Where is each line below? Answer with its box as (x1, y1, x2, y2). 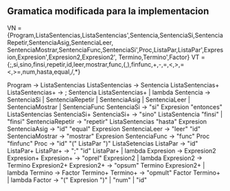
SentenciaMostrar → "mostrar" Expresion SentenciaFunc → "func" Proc (7, 132, 210, 140)
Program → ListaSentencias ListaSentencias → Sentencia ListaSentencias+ (7, 80, 220, 89)
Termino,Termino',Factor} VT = (118, 53, 206, 61)
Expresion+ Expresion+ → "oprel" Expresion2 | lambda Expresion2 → (7, 154, 203, 162)
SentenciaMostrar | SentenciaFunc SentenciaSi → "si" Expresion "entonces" (7, 102, 223, 111)
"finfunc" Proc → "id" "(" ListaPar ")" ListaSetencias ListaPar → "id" (7, 139, 198, 147)
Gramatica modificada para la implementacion (7, 5, 209, 17)
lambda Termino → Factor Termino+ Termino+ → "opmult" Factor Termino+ (7, 168, 221, 177)
